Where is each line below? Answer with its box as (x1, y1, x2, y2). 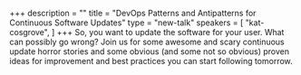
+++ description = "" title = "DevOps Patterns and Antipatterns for (9, 8, 257, 18)
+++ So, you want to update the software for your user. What (56, 27, 285, 37)
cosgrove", (9, 27, 50, 37)
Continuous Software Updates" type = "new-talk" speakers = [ (9, 17, 244, 28)
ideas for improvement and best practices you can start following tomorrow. (9, 56, 293, 66)
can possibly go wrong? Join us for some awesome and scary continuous (9, 36, 285, 47)
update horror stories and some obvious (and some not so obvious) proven (9, 46, 290, 57)
